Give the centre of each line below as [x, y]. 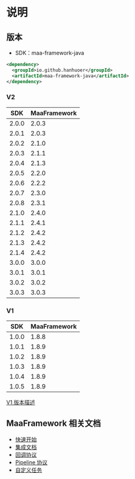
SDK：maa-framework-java [50, 53]
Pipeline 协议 [31, 462]
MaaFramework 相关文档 [54, 424]
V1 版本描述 [21, 403]
